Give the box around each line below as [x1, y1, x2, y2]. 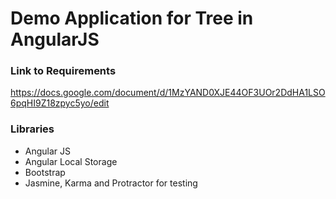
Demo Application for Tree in [10, 7, 254, 30]
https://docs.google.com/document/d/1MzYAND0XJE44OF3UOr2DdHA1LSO [10, 87, 326, 99]
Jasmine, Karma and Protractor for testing [24, 177, 198, 189]
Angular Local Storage [24, 155, 118, 167]
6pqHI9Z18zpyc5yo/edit [10, 97, 110, 109]
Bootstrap [24, 166, 66, 178]
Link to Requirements [10, 64, 117, 78]
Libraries [10, 122, 55, 136]
